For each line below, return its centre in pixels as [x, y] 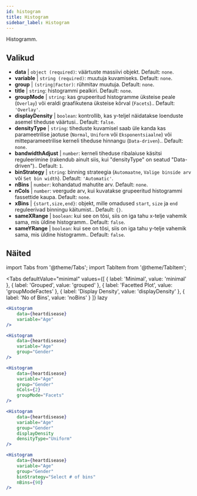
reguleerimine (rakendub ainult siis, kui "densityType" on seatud [92, 160]
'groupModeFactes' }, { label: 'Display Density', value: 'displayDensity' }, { [96, 291]
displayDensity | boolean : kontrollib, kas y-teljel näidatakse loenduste [99, 116]
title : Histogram [27, 17]
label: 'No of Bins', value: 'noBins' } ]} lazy [57, 297]
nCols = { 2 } [29, 390]
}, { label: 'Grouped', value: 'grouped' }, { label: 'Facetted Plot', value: [89, 285]
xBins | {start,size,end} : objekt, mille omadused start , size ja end [96, 203]
